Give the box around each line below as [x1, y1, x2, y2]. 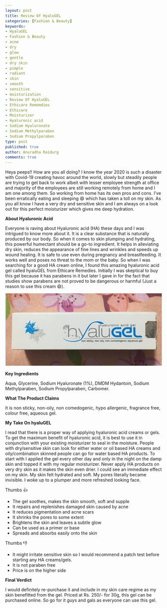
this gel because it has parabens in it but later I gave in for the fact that [5, 273, 150, 279]
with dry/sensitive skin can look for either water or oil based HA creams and [5, 445, 161, 451]
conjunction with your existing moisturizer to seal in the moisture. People [5, 440, 154, 446]
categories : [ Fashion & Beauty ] [5, 18, 72, 23]
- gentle [5, 55, 23, 60]
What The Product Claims [5, 395, 60, 401]
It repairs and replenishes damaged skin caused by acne [12, 504, 129, 510]
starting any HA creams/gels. [12, 557, 73, 563]
